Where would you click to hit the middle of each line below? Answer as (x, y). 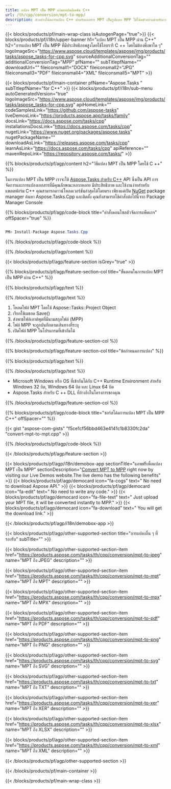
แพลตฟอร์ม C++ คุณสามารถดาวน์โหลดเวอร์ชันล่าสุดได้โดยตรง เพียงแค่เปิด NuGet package (85, 191)
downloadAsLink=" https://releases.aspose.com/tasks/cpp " (68, 143)
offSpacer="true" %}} (28, 218)
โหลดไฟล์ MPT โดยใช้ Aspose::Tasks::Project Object (64, 308)
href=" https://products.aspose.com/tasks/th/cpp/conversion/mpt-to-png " (83, 640)
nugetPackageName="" (30, 137)
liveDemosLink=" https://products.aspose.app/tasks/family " (68, 115)
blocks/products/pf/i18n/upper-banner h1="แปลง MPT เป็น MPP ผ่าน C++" (81, 40)
